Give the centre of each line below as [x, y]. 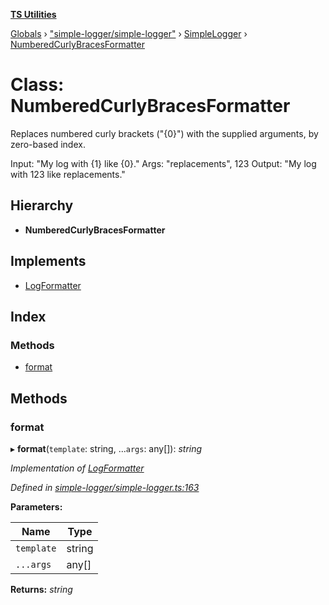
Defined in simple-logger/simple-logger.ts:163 [105, 487]
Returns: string [41, 589]
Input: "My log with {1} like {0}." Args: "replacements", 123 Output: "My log [163, 163]
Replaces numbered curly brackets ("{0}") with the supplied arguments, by [164, 133]
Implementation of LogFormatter [77, 468]
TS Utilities [33, 14]
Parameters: [36, 506]
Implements [48, 261]
